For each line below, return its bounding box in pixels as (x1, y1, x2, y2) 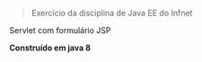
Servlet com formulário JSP (9, 25, 111, 35)
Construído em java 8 (9, 42, 92, 53)
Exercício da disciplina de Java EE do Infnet (31, 8, 193, 18)
